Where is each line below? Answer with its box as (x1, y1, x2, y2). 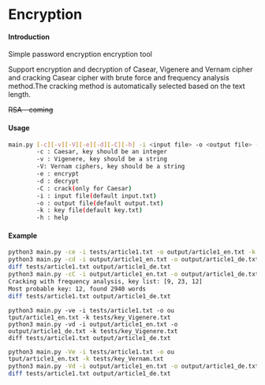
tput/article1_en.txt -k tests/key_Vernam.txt (8, 355, 164, 363)
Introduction (8, 31, 50, 41)
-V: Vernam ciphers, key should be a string (36, 163, 185, 171)
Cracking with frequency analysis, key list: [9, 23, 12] (8, 277, 203, 285)
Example (8, 231, 38, 240)
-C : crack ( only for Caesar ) (36, 184, 132, 192)
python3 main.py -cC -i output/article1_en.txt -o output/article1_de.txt (8, 270, 259, 279)
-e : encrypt (36, 170, 80, 178)
